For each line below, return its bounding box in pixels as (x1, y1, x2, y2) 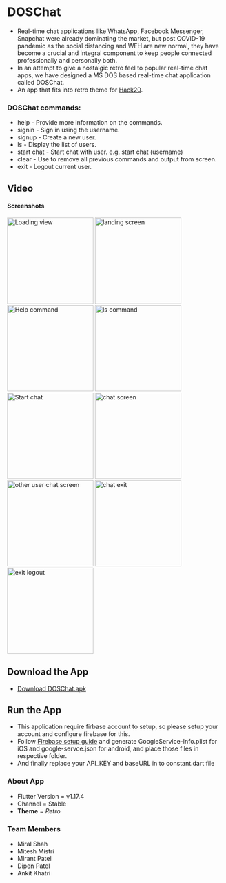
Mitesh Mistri (17, 847, 54, 855)
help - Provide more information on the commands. (17, 119, 163, 127)
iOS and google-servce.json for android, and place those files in (17, 744, 199, 753)
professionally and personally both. (17, 56, 118, 64)
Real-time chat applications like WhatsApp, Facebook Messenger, (17, 27, 205, 35)
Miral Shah (17, 840, 48, 849)
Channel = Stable (17, 800, 67, 808)
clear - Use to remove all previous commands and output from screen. (17, 155, 217, 163)
